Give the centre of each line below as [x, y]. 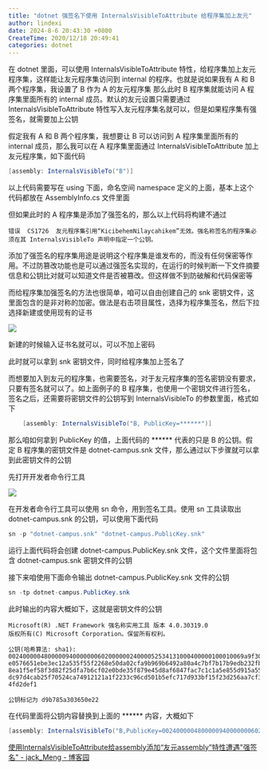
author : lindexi [35, 23]
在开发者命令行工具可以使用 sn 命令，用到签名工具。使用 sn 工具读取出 [125, 509]
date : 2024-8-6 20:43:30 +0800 [60, 30]
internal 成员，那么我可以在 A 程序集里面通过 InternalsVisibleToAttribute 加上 [134, 146]
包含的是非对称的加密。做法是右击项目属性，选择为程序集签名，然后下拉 [141, 302]
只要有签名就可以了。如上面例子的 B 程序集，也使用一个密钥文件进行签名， [132, 388]
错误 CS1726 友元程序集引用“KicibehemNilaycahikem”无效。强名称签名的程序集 [130, 231]
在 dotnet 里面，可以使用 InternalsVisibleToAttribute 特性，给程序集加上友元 [132, 70]
